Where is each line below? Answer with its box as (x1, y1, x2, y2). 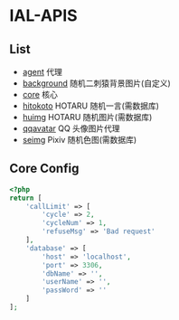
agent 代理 (22, 67, 63, 77)
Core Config (9, 161, 80, 176)
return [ (9, 193, 42, 202)
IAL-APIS (9, 5, 79, 26)
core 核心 (22, 89, 59, 99)
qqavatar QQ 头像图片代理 (22, 123, 120, 134)
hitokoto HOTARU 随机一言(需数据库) (22, 100, 160, 111)
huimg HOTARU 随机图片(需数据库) (22, 112, 153, 122)
